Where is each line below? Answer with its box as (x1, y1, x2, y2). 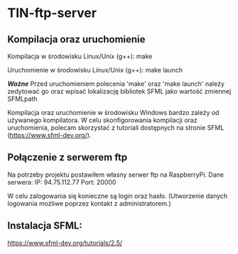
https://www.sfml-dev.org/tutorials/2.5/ (7, 238, 123, 247)
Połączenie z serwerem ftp (7, 151, 128, 164)
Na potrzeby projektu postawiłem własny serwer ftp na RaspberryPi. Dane (7, 170, 224, 179)
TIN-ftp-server (7, 5, 97, 21)
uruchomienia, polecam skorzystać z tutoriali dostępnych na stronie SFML (7, 123, 225, 132)
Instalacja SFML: (7, 220, 83, 232)
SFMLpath (7, 94, 38, 103)
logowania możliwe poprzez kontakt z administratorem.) (7, 199, 172, 207)
